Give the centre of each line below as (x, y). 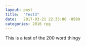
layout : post (19, 10)
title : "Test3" (22, 14)
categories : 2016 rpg (28, 24)
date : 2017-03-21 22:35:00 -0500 (43, 19)
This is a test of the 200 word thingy (43, 38)
